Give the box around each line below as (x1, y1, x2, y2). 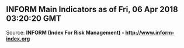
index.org (6, 35, 30, 42)
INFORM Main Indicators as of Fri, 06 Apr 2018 (6, 5, 178, 14)
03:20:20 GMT (6, 14, 61, 24)
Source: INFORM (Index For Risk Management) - (6, 29, 124, 36)
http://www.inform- (125, 29, 175, 36)
